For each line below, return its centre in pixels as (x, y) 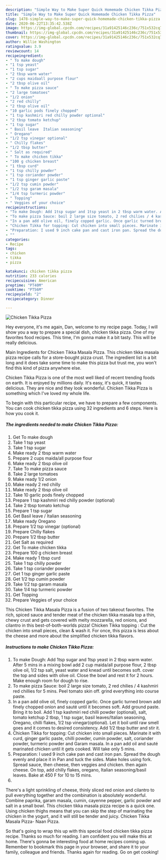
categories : (18, 239)
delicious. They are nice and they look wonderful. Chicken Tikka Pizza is (79, 388)
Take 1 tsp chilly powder (37, 563)
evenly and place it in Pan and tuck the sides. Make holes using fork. (82, 759)
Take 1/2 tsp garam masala (40, 584)
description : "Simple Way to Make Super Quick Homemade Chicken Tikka (80, 10)
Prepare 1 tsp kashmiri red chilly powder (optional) (64, 500)
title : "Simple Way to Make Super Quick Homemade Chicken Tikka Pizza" (81, 14)
